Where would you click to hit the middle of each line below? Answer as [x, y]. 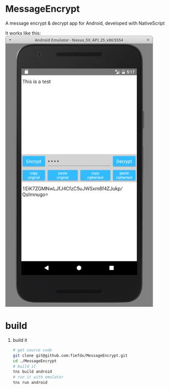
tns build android [32, 372]
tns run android [30, 383]
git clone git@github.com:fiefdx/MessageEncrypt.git [70, 355]
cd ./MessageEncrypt [35, 361]
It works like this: [23, 33]
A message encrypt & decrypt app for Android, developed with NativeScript [85, 23]
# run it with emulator [38, 377]
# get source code [32, 350]
